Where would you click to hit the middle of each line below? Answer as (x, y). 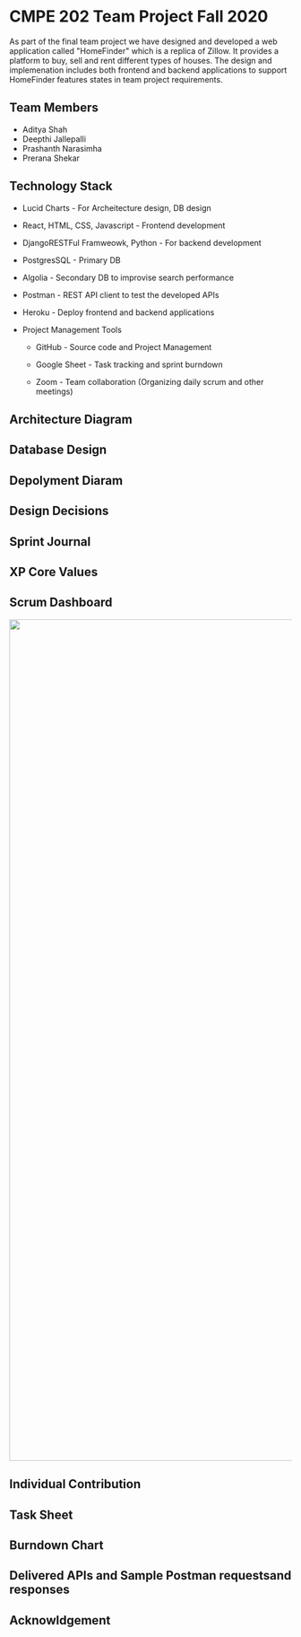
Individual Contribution (75, 1484)
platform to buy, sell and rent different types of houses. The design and (141, 60)
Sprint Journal (50, 542)
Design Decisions (59, 511)
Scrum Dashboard (61, 603)
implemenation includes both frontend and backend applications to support (148, 70)
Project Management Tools (72, 329)
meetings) (54, 391)
